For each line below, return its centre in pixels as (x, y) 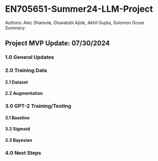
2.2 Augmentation (24, 93)
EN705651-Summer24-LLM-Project (79, 9)
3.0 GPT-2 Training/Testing (38, 106)
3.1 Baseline (17, 118)
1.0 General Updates (30, 57)
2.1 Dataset (17, 82)
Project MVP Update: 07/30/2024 (57, 43)
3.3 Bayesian (19, 140)
